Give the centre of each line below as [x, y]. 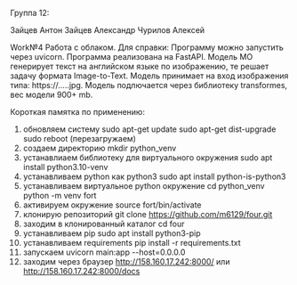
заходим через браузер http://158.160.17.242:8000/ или [126, 261]
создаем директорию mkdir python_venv [100, 148]
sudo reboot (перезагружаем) [80, 138]
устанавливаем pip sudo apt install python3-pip [112, 233]
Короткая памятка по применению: [78, 112]
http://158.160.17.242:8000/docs [81, 271]
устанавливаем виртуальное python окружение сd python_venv [144, 186]
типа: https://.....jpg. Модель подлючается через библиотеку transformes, [149, 85]
